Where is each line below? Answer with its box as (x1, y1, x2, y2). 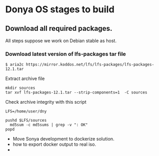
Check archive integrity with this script (5, 99, 87, 105)
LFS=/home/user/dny (5, 109, 47, 114)
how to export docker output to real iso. (12, 141, 96, 147)
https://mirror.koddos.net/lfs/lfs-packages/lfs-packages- (26, 62, 154, 67)
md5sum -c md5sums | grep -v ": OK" (10, 122, 88, 128)
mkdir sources (5, 86, 36, 91)
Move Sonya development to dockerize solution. (12, 136, 115, 142)
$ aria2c (5, 62, 24, 67)
